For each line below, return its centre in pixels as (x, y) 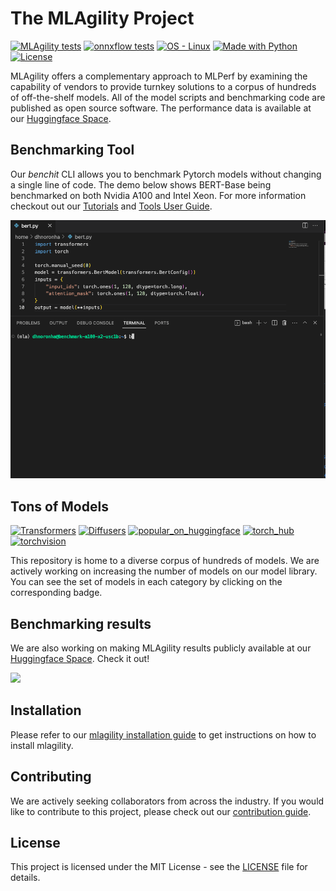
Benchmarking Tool (72, 150)
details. (25, 878)
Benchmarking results (81, 623)
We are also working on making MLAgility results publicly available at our (161, 648)
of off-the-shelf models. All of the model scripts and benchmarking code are (168, 97)
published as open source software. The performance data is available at (161, 108)
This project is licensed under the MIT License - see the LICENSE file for (159, 867)
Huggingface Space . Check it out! (80, 659)
